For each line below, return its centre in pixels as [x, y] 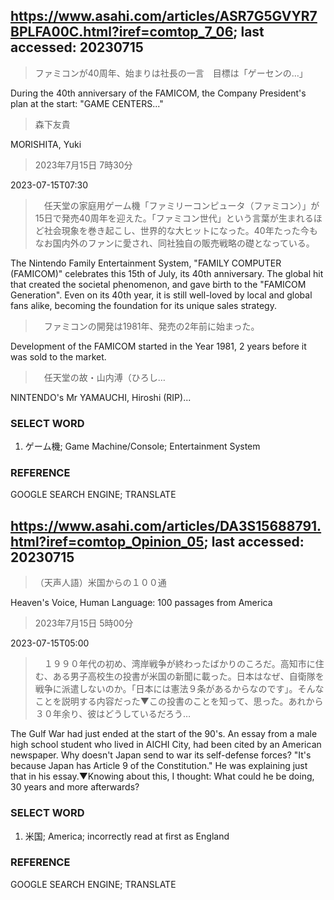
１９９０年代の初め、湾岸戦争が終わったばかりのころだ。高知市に [179, 664]
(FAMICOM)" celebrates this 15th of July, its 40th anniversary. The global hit [167, 273]
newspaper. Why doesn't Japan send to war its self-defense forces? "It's [161, 755]
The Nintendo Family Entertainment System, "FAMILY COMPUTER [146, 263]
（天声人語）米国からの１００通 [100, 583]
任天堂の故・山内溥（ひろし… [104, 377]
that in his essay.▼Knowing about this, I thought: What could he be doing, [162, 776]
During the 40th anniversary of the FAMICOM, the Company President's [158, 93]
